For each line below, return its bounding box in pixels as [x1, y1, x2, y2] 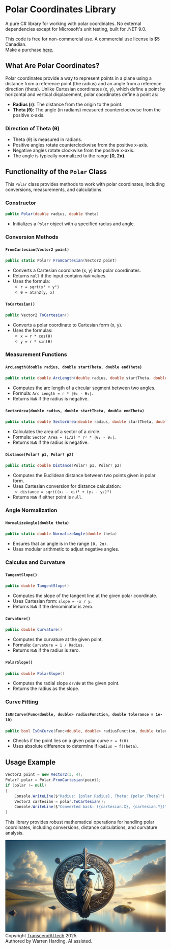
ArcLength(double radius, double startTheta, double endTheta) [5, 364, 142, 370]
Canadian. [5, 41, 27, 47]
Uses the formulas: [12, 327, 52, 334]
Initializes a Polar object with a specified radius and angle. [12, 221, 135, 227]
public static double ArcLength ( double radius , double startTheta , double [5, 375, 167, 381]
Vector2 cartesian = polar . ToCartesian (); [14, 799, 106, 804]
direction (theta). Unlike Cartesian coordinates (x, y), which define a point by [5, 86, 166, 92]
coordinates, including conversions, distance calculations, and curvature [5, 824, 158, 831]
